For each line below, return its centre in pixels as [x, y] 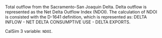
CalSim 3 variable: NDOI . [29, 31]
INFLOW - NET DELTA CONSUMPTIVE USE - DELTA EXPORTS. [68, 22]
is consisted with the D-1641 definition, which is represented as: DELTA [76, 17]
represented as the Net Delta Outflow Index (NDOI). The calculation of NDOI [81, 12]
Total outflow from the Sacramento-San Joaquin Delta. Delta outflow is [76, 7]
